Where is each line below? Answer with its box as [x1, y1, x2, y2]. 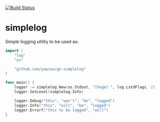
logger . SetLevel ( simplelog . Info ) [14, 90, 84, 95]
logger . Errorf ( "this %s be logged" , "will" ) [14, 108, 108, 113]
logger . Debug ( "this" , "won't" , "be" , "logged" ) [14, 98, 115, 103]
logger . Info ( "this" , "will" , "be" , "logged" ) [14, 103, 111, 108]
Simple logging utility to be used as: [5, 38, 79, 44]
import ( [5, 48, 23, 53]
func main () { [5, 80, 35, 85]
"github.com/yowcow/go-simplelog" [14, 66, 86, 72]
